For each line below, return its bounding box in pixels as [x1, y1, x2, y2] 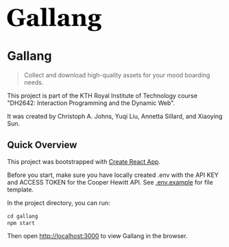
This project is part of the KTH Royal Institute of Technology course [7, 91, 197, 99]
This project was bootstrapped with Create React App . [7, 157, 161, 165]
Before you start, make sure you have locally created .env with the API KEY [7, 171, 219, 179]
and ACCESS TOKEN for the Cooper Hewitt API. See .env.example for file [7, 178, 214, 186]
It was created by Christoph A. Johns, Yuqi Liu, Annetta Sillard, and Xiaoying [7, 112, 223, 120]
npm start [7, 220, 36, 226]
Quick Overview [7, 139, 77, 151]
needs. [23, 78, 44, 86]
